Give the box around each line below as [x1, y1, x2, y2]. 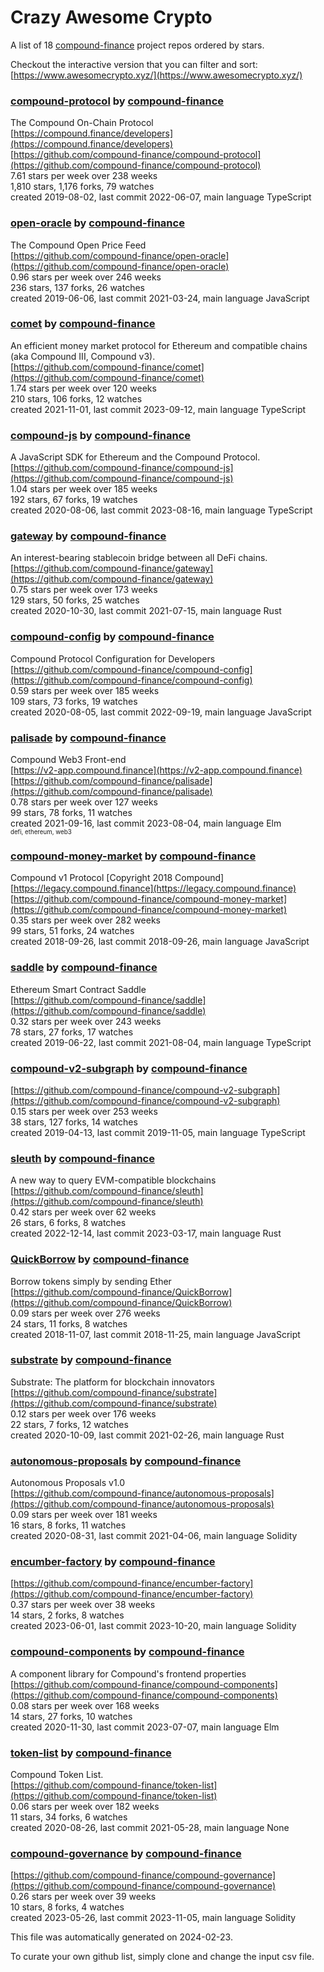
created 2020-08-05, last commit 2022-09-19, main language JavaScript [10, 706, 312, 718]
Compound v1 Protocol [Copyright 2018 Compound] [10, 872, 225, 884]
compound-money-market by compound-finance [10, 849, 257, 863]
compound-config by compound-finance [10, 630, 215, 644]
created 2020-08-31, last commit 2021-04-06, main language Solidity [10, 1530, 298, 1542]
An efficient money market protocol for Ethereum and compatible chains [10, 339, 308, 351]
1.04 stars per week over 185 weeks [10, 483, 158, 495]
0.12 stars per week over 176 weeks [10, 1407, 157, 1420]
